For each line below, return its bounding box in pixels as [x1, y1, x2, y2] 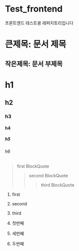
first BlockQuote [16, 163, 50, 169]
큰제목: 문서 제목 [5, 39, 66, 50]
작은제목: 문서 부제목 [5, 60, 63, 68]
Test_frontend [5, 3, 63, 15]
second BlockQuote [28, 173, 68, 179]
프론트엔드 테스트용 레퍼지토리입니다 [5, 20, 74, 26]
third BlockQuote [40, 182, 75, 188]
